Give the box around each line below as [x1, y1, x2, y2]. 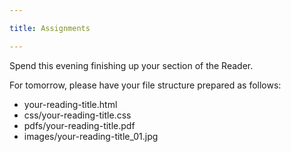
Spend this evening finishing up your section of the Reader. [9, 59, 254, 71]
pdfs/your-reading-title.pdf [23, 119, 136, 131]
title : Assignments [9, 23, 91, 33]
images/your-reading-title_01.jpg [23, 130, 159, 142]
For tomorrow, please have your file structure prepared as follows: [9, 79, 282, 91]
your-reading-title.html [23, 98, 118, 110]
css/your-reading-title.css [23, 109, 132, 121]
